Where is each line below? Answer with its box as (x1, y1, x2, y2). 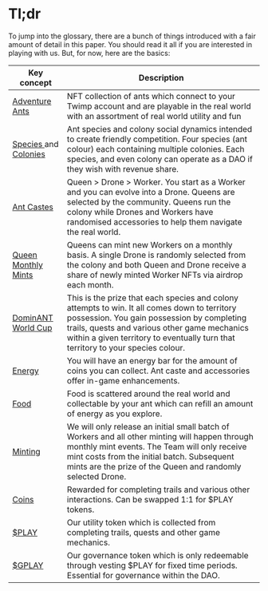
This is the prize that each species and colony (66, 292, 239, 303)
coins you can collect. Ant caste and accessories (66, 365, 250, 376)
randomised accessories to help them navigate (66, 216, 242, 228)
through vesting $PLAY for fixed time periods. (66, 560, 238, 571)
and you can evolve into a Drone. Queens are (66, 186, 235, 197)
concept (19, 77, 52, 88)
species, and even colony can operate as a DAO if (66, 153, 253, 165)
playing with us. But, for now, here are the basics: (8, 48, 171, 58)
